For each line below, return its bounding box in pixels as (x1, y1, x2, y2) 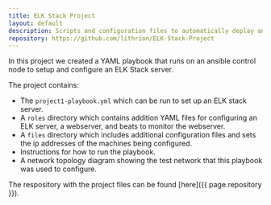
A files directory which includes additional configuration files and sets (19, 130, 256, 140)
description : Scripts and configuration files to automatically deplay (8, 27, 254, 35)
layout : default (8, 19, 63, 27)
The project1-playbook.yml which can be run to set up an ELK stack (19, 96, 248, 105)
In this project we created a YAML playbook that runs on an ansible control (8, 56, 256, 66)
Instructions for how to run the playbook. (19, 147, 156, 157)
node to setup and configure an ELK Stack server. (8, 65, 173, 75)
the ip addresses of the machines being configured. (19, 138, 192, 149)
